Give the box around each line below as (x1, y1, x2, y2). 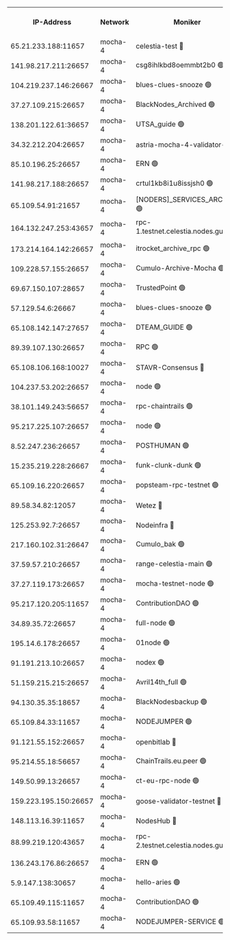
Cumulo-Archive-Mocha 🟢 (136, 263, 225, 273)
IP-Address (32, 17, 72, 27)
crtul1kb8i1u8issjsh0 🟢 (136, 178, 214, 188)
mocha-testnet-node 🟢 (136, 579, 214, 588)
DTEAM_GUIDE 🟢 (136, 322, 193, 332)
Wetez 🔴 (136, 501, 163, 510)
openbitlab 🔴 (136, 737, 177, 747)
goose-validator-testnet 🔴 (136, 797, 222, 806)
